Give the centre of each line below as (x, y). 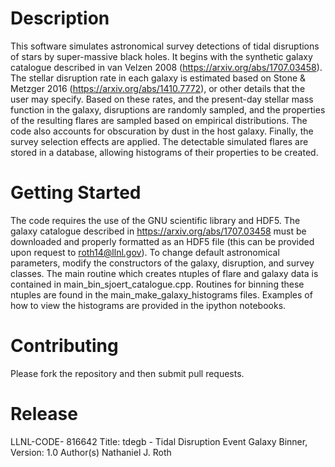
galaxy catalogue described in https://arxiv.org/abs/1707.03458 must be (158, 231)
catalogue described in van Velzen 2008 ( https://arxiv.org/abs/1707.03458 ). (166, 67)
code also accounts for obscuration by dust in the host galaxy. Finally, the (162, 131)
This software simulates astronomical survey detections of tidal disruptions (165, 46)
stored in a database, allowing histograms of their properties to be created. (164, 152)
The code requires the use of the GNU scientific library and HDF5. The (155, 220)
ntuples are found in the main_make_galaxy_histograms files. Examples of (161, 294)
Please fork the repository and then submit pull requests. (127, 373)
